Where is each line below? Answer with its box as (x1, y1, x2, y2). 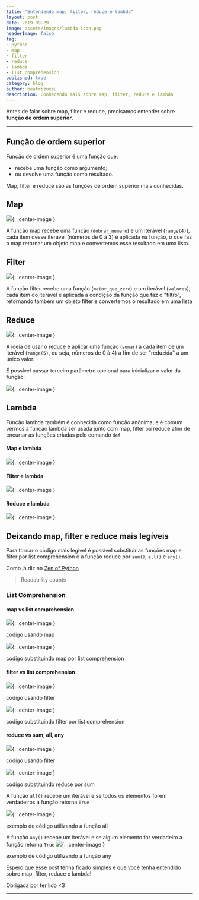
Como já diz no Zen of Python (6, 565, 79, 572)
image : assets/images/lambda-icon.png (6, 25, 102, 31)
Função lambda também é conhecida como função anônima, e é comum (6, 418, 183, 425)
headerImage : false (6, 31, 54, 37)
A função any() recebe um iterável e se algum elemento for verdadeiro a (6, 833, 182, 841)
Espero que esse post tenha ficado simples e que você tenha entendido (6, 864, 182, 871)
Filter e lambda (6, 472, 44, 479)
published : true (6, 75, 46, 81)
